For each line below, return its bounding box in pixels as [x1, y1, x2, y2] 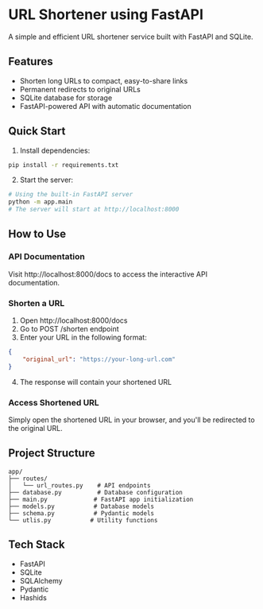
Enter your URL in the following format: [19, 332, 147, 343]
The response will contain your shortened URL [19, 377, 172, 386]
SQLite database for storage [19, 93, 113, 103]
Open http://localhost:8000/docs [19, 316, 128, 325]
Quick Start [8, 125, 66, 138]
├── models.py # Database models [8, 502, 155, 510]
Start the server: [19, 175, 74, 184]
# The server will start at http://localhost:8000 [8, 205, 180, 214]
